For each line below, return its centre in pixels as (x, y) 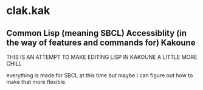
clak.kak (28, 11)
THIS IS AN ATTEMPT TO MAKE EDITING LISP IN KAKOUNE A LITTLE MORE (102, 57)
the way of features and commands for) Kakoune (101, 42)
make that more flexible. (36, 82)
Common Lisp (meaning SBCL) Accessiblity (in (97, 33)
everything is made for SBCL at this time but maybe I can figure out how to (100, 75)
